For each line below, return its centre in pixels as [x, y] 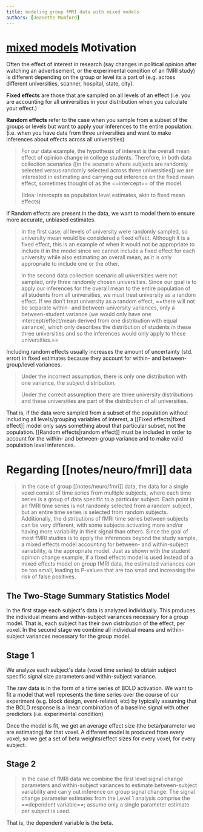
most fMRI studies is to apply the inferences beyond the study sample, [109, 538]
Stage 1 [20, 655]
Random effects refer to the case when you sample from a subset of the [97, 120]
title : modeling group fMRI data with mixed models [73, 12]
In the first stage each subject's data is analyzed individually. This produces [101, 610]
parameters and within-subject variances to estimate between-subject [109, 785]
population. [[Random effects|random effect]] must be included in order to [99, 432]
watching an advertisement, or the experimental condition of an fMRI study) [101, 71]
